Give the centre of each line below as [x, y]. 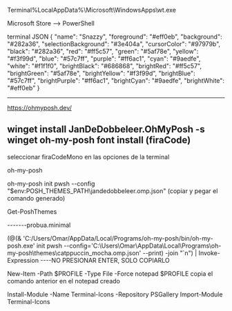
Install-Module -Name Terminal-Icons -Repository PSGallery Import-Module [115, 294]
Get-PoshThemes [32, 211]
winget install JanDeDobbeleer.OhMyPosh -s [106, 129]
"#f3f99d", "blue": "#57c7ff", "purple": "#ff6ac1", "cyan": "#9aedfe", [104, 59]
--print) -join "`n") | [170, 253]
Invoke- [210, 253]
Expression [23, 260]
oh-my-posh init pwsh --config [51, 183]
